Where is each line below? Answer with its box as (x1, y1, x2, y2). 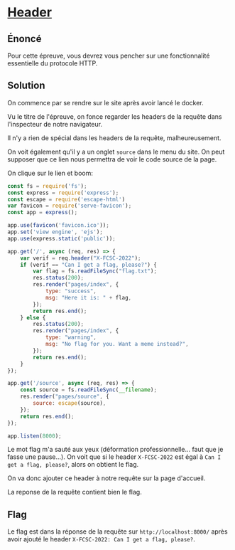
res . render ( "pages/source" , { (20, 393, 110, 401)
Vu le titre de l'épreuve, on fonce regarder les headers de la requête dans (7, 112, 222, 121)
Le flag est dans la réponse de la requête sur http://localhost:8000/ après (7, 527, 229, 536)
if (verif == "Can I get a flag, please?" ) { (20, 261, 158, 268)
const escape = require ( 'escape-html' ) (7, 196, 126, 203)
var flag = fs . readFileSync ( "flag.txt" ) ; (33, 268, 158, 275)
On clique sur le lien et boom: (7, 169, 94, 177)
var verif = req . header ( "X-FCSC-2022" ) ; (20, 254, 141, 262)
